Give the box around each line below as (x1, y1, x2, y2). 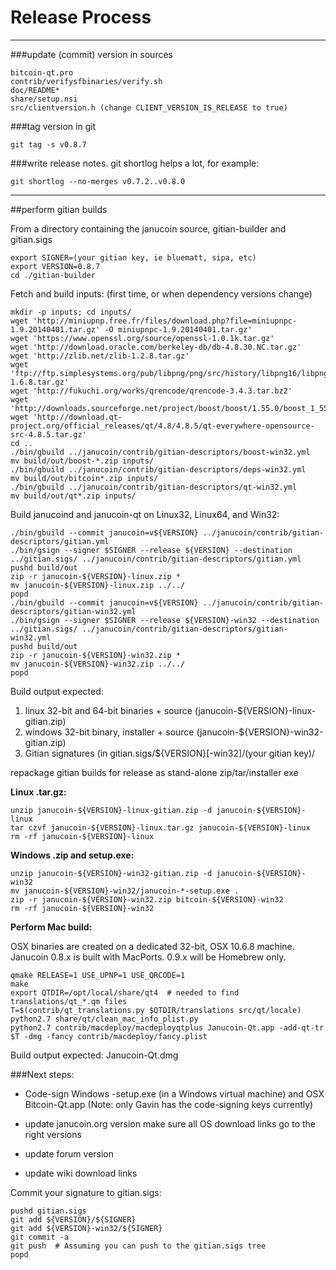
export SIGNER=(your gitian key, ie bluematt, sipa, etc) (10, 252, 257, 263)
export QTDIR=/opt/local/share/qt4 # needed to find (10, 987, 240, 998)
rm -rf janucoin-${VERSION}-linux (10, 831, 155, 841)
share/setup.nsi (10, 94, 78, 104)
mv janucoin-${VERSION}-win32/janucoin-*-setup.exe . (10, 886, 240, 896)
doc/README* (10, 85, 60, 95)
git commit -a (10, 1232, 70, 1242)
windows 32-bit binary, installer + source (24, 726, 195, 738)
